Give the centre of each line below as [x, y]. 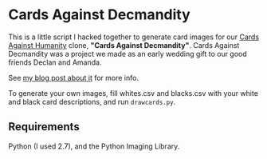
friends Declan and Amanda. [55, 62]
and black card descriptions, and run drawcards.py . [92, 101]
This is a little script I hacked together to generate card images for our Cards [134, 37]
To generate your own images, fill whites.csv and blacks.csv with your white [133, 93]
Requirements [44, 127]
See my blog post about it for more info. [74, 78]
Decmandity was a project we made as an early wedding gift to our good [128, 54]
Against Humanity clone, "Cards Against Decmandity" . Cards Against [124, 45]
